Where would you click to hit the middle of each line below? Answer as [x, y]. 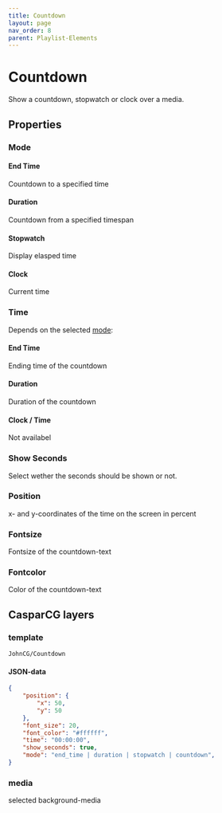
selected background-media [55, 800]
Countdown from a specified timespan [71, 219]
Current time [29, 292]
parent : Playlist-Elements [53, 38]
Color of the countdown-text [55, 590]
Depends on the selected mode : [61, 330]
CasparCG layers [51, 615]
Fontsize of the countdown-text [60, 552]
